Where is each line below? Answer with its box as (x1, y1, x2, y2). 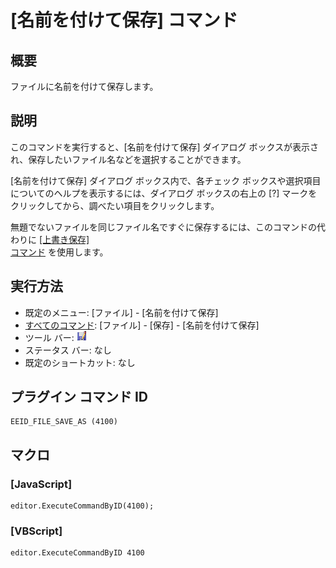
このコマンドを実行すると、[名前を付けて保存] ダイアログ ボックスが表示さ (10, 141, 320, 153)
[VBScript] (10, 524, 63, 538)
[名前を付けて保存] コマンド (10, 9, 238, 32)
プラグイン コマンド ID (10, 389, 149, 406)
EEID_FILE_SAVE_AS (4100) (10, 417, 118, 427)
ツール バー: (24, 331, 75, 343)
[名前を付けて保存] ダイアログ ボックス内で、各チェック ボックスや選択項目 (10, 174, 322, 186)
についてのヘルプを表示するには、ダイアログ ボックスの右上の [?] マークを (10, 187, 318, 199)
